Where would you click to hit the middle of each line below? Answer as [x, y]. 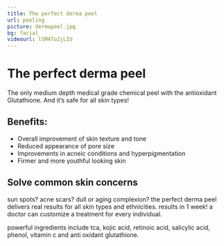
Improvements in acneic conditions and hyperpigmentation [101, 153]
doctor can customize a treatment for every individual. [85, 214]
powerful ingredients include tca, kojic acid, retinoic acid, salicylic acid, [109, 227]
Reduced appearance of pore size [66, 146]
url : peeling [26, 20]
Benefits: [27, 122]
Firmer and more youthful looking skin [71, 161]
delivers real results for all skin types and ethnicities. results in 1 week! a [110, 207]
